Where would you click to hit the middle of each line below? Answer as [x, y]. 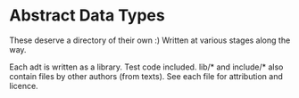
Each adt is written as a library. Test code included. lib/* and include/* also [146, 67]
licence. [24, 86]
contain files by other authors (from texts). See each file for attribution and [146, 76]
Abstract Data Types [87, 16]
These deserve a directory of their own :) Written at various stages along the [150, 40]
